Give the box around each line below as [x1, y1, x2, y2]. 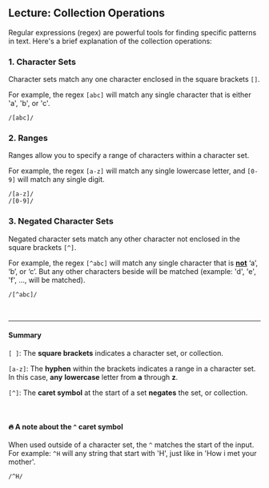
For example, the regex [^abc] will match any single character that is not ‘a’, [8, 258, 259, 268]
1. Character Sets [8, 56, 76, 67]
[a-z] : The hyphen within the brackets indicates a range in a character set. [8, 364, 256, 373]
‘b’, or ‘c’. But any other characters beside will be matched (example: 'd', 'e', [8, 266, 256, 276]
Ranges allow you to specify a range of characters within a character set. [8, 151, 250, 160]
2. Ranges [8, 132, 48, 143]
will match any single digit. [17, 175, 106, 184]
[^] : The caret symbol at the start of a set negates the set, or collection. [8, 388, 248, 397]
